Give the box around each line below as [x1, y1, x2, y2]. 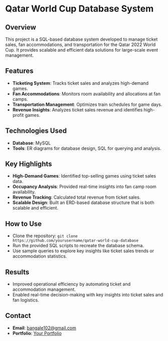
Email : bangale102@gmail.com [12, 324, 76, 331]
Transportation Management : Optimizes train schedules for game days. [12, 101, 162, 107]
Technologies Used [5, 126, 67, 135]
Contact [5, 311, 31, 320]
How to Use [5, 219, 42, 228]
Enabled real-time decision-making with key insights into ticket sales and [12, 292, 163, 298]
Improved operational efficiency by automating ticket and [12, 281, 131, 287]
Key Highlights [5, 160, 52, 168]
